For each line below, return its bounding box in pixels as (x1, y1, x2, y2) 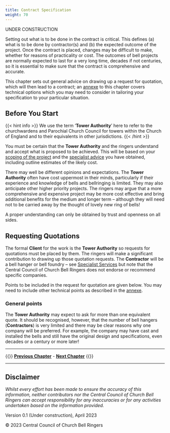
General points (5, 300, 42, 307)
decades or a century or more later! (5, 338, 79, 345)
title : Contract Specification (5, 7, 71, 13)
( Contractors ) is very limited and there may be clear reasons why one (5, 322, 151, 328)
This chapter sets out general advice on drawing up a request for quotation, (5, 78, 163, 84)
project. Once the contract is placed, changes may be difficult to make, (5, 47, 153, 53)
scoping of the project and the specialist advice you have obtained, (5, 154, 146, 160)
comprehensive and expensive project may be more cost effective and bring (5, 191, 164, 197)
